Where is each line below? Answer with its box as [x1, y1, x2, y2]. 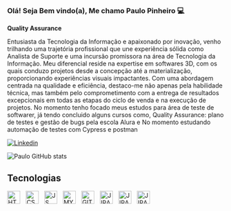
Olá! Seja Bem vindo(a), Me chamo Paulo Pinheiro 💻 [7, 6, 185, 15]
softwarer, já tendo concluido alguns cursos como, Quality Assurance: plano [7, 111, 224, 119]
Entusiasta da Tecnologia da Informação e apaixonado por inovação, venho [7, 37, 221, 46]
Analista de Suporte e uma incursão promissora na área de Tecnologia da [7, 52, 216, 61]
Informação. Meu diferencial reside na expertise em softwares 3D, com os [7, 59, 218, 68]
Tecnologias [7, 172, 61, 184]
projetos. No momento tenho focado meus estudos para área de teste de [7, 103, 214, 112]
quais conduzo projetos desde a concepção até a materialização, [7, 67, 193, 75]
